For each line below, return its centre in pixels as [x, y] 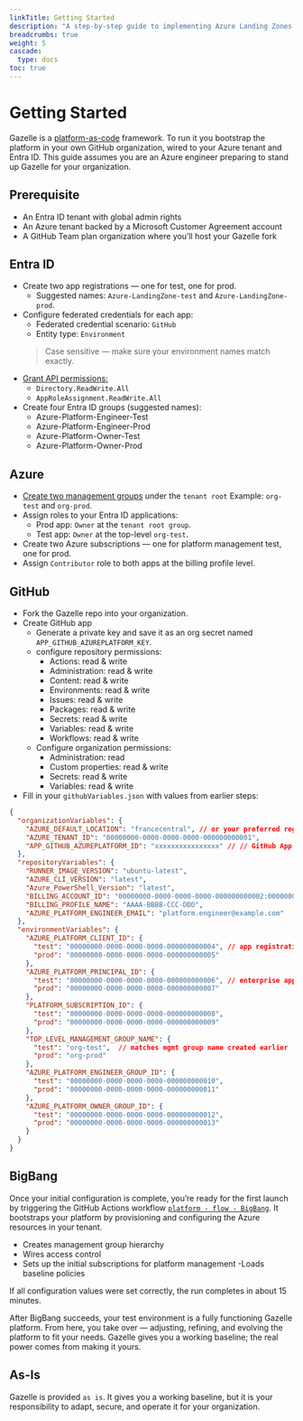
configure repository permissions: [99, 652]
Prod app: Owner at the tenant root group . [114, 525]
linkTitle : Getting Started [62, 18]
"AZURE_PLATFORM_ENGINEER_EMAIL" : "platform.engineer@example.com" [155, 913]
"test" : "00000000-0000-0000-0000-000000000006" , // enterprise [156, 980]
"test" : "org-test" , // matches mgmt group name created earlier [161, 1047]
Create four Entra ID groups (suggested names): [112, 407]
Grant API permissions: [65, 379]
